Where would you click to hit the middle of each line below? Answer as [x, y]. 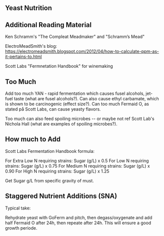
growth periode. [21, 228]
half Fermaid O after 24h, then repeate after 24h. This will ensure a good [78, 223]
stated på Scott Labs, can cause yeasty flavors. [53, 109]
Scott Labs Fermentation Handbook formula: [50, 151]
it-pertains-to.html [23, 57]
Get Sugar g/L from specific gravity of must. [49, 180]
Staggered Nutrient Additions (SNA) [61, 196]
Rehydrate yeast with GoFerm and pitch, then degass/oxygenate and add [79, 217]
